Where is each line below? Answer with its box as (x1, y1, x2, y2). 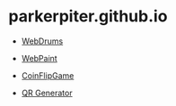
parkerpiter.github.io (8, 6, 168, 27)
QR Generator (21, 87, 73, 98)
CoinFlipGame (21, 69, 75, 81)
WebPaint (21, 53, 57, 63)
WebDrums (21, 36, 64, 46)
